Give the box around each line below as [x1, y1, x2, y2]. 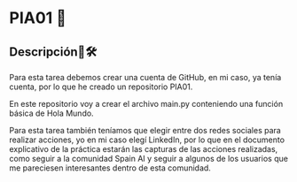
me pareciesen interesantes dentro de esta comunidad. [9, 163, 211, 173]
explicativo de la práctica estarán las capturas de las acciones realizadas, [9, 144, 278, 154]
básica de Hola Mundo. [9, 108, 95, 118]
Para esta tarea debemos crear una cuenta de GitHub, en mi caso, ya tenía [9, 72, 282, 82]
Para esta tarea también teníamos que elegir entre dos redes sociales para [9, 125, 281, 135]
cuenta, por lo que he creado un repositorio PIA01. [9, 81, 193, 92]
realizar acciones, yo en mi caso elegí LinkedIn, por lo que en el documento [9, 134, 285, 145]
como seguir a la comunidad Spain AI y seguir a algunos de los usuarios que [9, 154, 288, 163]
